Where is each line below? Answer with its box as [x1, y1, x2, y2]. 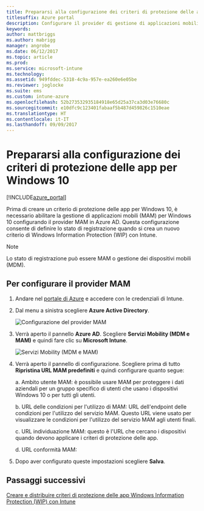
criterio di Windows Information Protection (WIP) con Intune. [6, 231, 157, 239]
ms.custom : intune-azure [6, 93, 69, 100]
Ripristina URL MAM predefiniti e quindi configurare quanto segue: [15, 367, 185, 374]
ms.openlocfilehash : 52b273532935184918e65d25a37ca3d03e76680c [6, 99, 170, 105]
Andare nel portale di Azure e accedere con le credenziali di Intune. [15, 295, 184, 302]
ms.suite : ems [6, 88, 42, 94]
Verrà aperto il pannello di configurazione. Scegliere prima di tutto [15, 360, 180, 367]
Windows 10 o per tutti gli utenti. [15, 391, 96, 398]
